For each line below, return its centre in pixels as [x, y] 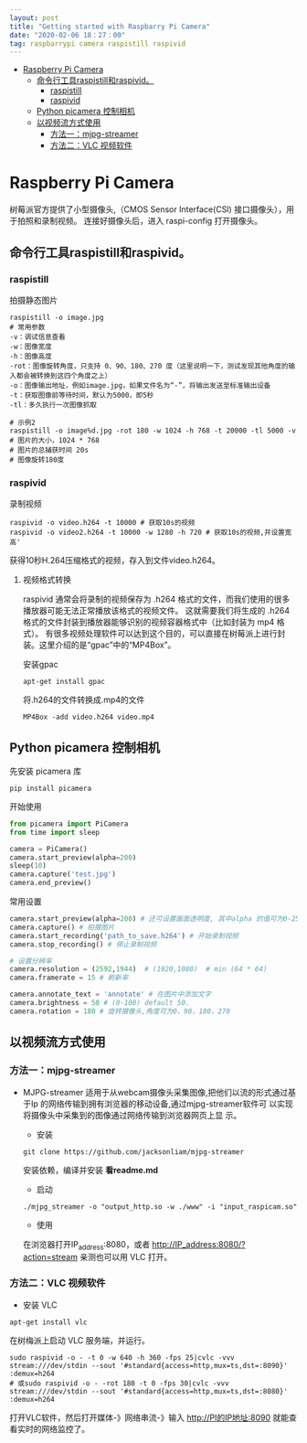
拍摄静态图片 [33, 300]
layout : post [34, 18]
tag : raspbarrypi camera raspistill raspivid [97, 43]
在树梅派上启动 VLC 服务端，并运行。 [80, 1340]
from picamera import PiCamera [69, 824]
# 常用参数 [27, 327]
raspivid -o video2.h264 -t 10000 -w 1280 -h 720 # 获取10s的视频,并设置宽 [151, 533]
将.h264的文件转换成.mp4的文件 [84, 700]
